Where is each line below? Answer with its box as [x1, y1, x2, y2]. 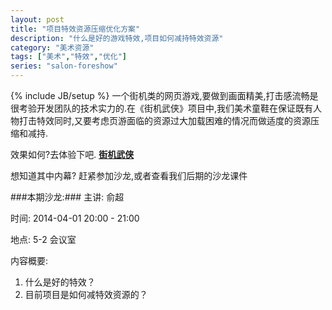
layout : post [10, 14, 65, 25]
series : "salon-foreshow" [10, 61, 118, 71]
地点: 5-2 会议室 [10, 234, 77, 245]
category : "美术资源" [10, 42, 95, 53]
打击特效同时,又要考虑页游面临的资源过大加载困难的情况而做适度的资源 [18, 115, 312, 126]
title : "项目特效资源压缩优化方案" [10, 24, 141, 34]
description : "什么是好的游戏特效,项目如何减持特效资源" [10, 33, 224, 43]
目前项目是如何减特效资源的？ [24, 289, 148, 300]
